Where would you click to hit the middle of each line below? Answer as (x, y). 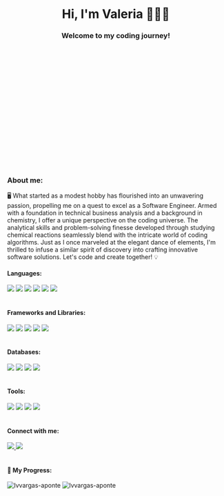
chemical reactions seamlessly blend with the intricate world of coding (108, 235)
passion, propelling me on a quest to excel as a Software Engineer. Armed (112, 206)
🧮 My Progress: (30, 470)
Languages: (25, 273)
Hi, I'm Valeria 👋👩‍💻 (116, 14)
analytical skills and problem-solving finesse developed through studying (111, 228)
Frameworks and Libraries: (47, 312)
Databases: (24, 352)
